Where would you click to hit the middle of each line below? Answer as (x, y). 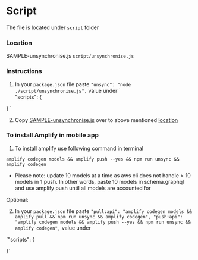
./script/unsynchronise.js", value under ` (67, 90)
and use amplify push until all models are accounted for (83, 188)
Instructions (24, 71)
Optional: (17, 199)
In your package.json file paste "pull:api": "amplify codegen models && (103, 211)
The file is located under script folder (53, 27)
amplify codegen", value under (53, 228)
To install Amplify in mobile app (53, 135)
